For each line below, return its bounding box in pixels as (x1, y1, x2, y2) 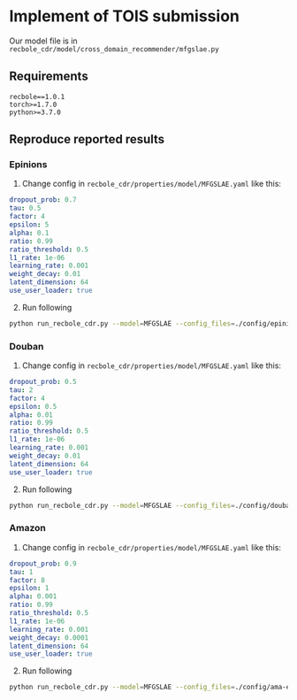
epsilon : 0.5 (9, 402, 57, 411)
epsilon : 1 (9, 584, 49, 593)
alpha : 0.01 (9, 410, 53, 419)
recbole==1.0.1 (9, 92, 65, 101)
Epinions (9, 158, 48, 171)
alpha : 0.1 (9, 228, 49, 237)
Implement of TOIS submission (9, 6, 240, 27)
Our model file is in (9, 35, 78, 46)
